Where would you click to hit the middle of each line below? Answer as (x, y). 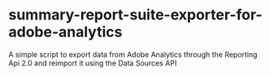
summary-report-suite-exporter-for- (135, 15)
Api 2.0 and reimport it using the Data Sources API (93, 63)
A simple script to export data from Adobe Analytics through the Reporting (133, 54)
